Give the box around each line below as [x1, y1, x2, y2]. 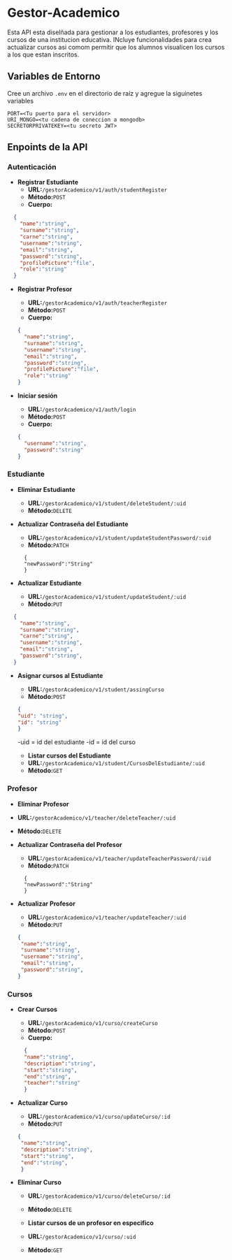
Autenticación [7, 162, 57, 172]
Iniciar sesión [17, 391, 58, 400]
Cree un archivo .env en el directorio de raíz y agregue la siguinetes [7, 89, 203, 97]
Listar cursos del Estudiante [27, 751, 111, 760]
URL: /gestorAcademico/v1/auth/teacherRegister [27, 298, 168, 307]
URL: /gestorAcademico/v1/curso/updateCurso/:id [27, 1113, 171, 1121]
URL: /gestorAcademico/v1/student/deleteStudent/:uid [27, 498, 187, 507]
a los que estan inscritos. [7, 50, 80, 59]
